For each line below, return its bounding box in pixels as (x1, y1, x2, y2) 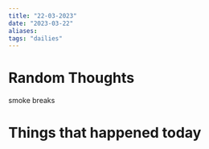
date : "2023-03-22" (8, 19, 74, 27)
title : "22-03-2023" (8, 11, 78, 20)
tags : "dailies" (8, 34, 63, 43)
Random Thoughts (8, 69, 135, 87)
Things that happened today (8, 124, 202, 142)
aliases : (8, 27, 38, 35)
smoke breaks (8, 96, 55, 106)
